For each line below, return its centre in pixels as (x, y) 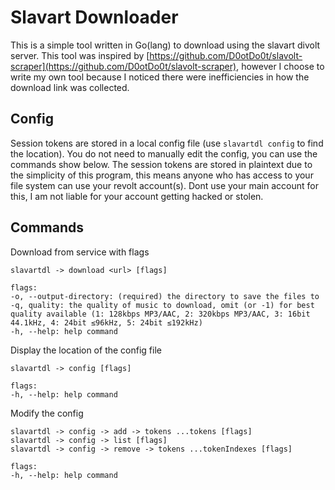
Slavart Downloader (94, 17)
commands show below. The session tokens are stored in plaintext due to (161, 164)
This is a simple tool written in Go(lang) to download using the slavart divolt (165, 45)
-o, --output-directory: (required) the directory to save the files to (165, 296)
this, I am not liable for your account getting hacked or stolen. (137, 196)
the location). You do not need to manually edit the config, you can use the (164, 153)
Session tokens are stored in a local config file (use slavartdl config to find (167, 143)
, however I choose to (280, 66)
